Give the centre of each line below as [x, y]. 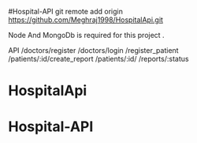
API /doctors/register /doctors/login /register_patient [93, 50]
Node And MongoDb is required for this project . [86, 35]
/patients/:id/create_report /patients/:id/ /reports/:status [98, 59]
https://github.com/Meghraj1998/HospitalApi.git [86, 20]
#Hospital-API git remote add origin [66, 11]
